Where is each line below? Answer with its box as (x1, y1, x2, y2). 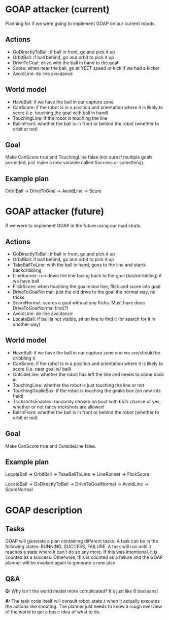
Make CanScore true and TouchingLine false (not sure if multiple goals (5, 154, 153, 160)
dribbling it (12, 355, 36, 361)
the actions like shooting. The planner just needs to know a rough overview (5, 603, 162, 610)
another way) (12, 321, 41, 327)
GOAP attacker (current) (5, 4, 110, 15)
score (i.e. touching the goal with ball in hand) (12, 110, 109, 116)
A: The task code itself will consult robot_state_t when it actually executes (5, 598, 160, 604)
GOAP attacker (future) (5, 205, 105, 217)
